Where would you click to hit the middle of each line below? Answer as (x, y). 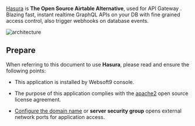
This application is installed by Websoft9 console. (74, 82)
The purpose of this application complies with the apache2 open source (101, 93)
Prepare (21, 50)
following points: (26, 71)
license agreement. (38, 99)
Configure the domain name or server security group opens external (98, 111)
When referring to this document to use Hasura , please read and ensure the (97, 64)
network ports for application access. (60, 117)
